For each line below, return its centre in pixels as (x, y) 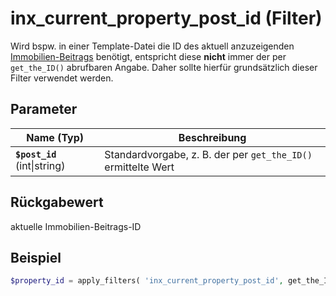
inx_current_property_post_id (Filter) (166, 18)
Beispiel (36, 257)
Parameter (44, 109)
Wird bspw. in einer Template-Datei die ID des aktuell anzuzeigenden (152, 46)
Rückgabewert (57, 202)
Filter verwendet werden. (62, 78)
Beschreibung (212, 137)
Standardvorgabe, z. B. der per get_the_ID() (208, 154)
